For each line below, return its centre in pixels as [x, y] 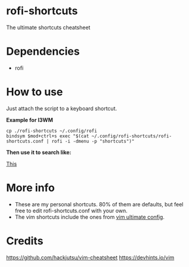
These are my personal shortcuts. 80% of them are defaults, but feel [99, 204]
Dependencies [43, 51]
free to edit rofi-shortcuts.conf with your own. [71, 211]
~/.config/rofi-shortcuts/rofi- [131, 136]
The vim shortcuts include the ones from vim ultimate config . [90, 217]
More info [31, 188]
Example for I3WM [30, 120]
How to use [35, 92]
